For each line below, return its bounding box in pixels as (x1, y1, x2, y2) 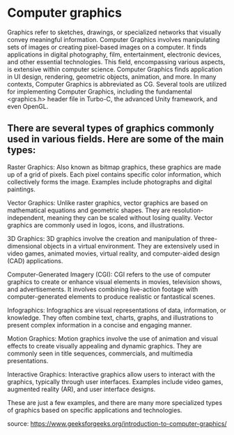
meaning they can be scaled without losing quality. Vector (46, 213, 213, 221)
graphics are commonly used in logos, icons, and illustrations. (7, 221, 185, 229)
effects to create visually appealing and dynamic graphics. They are (7, 341, 202, 350)
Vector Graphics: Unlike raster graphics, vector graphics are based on (7, 198, 208, 207)
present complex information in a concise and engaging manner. (7, 320, 192, 329)
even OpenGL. (7, 102, 49, 110)
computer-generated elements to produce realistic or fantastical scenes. (7, 292, 216, 301)
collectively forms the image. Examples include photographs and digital (7, 177, 212, 186)
